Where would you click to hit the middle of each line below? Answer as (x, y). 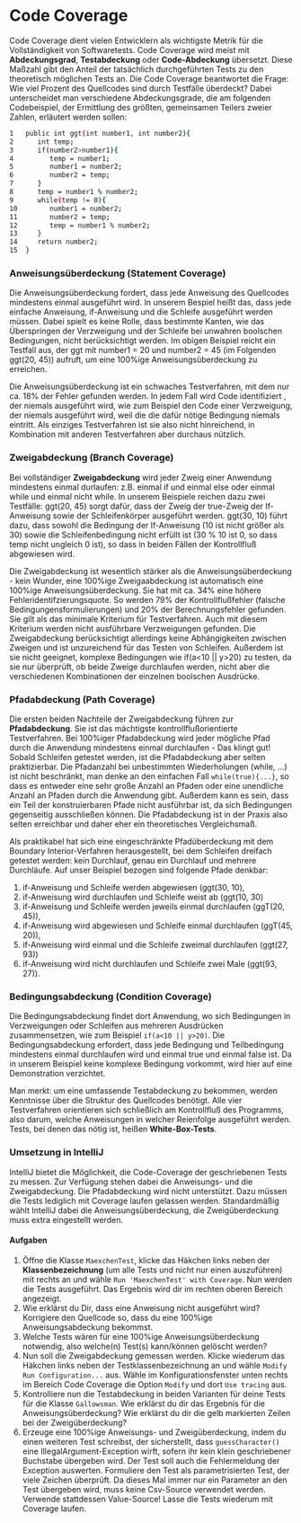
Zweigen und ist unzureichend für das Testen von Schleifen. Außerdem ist (146, 647)
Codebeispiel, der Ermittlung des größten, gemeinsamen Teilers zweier (141, 107)
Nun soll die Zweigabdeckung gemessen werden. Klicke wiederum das (154, 1355)
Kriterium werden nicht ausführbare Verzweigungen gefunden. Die (133, 628)
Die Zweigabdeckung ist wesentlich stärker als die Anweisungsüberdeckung (150, 571)
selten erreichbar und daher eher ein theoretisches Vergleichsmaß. (133, 824)
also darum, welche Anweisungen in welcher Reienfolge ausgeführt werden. (150, 1120)
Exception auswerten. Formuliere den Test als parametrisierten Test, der (156, 1470)
